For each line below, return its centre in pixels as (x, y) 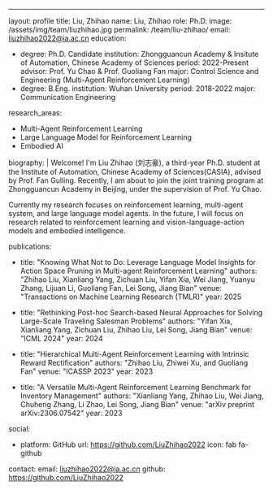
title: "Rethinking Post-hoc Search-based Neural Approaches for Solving (141, 312)
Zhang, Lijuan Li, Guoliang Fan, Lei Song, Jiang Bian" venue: (121, 288)
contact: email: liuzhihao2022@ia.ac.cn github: (87, 469)
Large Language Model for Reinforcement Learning (106, 137)
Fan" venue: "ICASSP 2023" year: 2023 (87, 371)
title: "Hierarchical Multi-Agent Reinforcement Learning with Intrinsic (134, 354)
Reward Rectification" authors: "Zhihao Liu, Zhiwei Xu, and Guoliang (134, 363)
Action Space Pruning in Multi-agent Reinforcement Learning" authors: (139, 271)
